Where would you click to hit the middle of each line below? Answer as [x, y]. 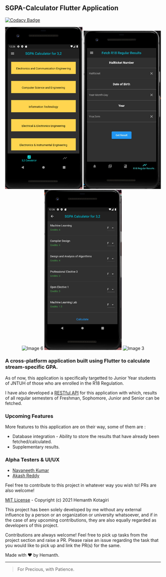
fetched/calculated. [32, 442]
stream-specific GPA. [32, 367]
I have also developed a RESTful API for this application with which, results [81, 393]
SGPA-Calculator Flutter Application [62, 8]
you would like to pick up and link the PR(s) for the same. [63, 545]
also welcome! [20, 490]
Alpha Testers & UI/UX [33, 460]
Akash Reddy [26, 476]
